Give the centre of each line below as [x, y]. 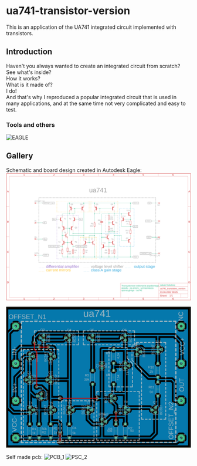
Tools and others [30, 124]
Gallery [20, 156]
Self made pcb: [24, 457]
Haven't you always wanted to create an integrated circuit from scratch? [93, 66]
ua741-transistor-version [68, 11]
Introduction [29, 52]
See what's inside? [29, 72]
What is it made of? [29, 85]
